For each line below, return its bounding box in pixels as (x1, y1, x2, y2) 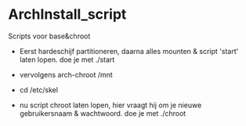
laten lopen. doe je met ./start (19, 55, 115, 64)
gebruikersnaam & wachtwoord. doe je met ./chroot (19, 108, 186, 118)
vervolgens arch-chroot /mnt (19, 70, 114, 79)
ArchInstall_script (8, 5, 127, 23)
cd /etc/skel (19, 85, 59, 95)
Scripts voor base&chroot (8, 31, 91, 41)
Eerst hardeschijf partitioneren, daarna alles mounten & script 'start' (19, 46, 239, 56)
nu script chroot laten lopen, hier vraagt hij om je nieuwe (19, 100, 202, 110)
